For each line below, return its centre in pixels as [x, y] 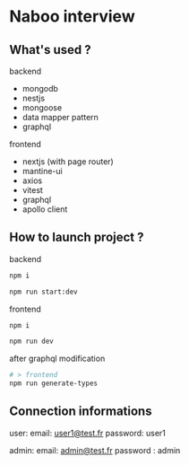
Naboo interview [73, 17]
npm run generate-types [54, 383]
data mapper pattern [60, 117]
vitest [32, 190]
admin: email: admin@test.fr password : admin [95, 450]
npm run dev [31, 342]
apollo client [45, 209]
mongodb [40, 88]
